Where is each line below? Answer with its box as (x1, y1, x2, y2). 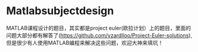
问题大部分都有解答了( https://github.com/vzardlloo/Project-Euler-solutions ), (6, 31, 193, 39)
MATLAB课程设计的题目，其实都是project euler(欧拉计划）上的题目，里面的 (6, 24, 191, 31)
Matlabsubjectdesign (6, 4, 115, 18)
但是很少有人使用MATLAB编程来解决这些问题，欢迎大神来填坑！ (6, 39, 163, 46)
